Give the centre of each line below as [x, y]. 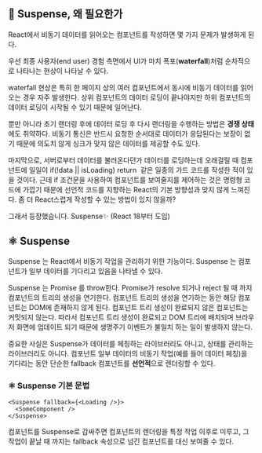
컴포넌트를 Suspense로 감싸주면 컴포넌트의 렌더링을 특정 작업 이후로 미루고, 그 [129, 431]
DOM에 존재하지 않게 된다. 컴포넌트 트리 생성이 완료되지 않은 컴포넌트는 [138, 307]
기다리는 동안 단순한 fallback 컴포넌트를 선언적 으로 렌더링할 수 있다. [112, 363]
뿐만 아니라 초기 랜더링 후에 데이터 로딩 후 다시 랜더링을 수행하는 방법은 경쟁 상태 [131, 123]
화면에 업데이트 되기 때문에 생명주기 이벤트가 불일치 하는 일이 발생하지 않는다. [135, 327]
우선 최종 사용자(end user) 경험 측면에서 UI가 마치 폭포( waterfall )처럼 [116, 60]
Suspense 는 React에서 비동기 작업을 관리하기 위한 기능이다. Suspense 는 [122, 261]
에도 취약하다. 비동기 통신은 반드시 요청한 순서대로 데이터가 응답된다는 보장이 [126, 133]
